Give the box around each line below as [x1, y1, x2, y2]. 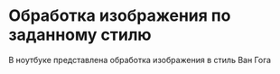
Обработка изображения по [8, 5, 231, 26]
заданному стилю [8, 24, 152, 45]
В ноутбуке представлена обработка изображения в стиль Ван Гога [8, 54, 272, 65]
